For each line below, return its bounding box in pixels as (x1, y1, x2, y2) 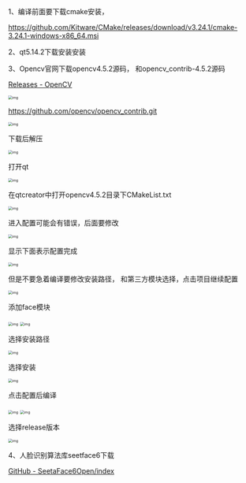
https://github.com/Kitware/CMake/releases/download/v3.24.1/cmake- (8, 23, 238, 32)
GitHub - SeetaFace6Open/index (8, 466, 114, 475)
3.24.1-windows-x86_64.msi (8, 31, 99, 40)
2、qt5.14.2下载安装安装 (8, 47, 87, 57)
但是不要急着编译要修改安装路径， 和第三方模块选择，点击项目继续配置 (8, 274, 238, 284)
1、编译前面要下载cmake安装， (8, 7, 109, 16)
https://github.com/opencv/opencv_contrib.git (8, 106, 158, 116)
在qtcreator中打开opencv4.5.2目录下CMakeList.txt (8, 190, 172, 199)
